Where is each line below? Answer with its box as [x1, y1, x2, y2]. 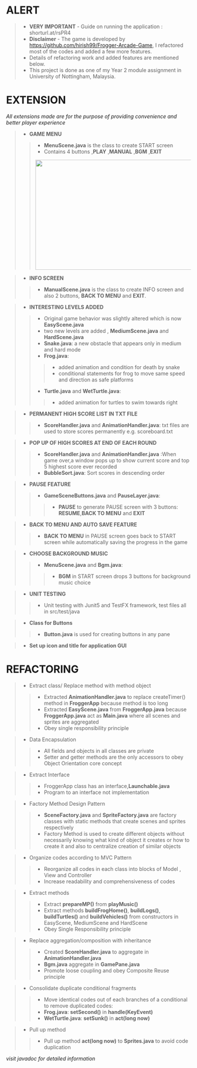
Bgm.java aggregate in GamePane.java [43, 961, 140, 968]
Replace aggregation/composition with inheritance [29, 937, 151, 944]
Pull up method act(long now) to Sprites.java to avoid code [43, 1037, 189, 1045]
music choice [58, 579, 91, 586]
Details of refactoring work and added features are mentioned [29, 54, 179, 61]
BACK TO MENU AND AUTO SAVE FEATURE [29, 521, 138, 528]
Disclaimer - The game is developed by [29, 35, 125, 42]
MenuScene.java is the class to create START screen [43, 141, 174, 148]
